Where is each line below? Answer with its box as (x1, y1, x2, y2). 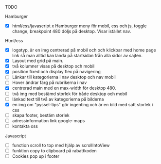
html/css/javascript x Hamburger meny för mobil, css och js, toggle (12, 23, 147, 29)
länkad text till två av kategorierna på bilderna (12, 96, 104, 102)
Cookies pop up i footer (12, 153, 60, 159)
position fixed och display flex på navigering (12, 69, 101, 75)
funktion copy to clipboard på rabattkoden (12, 148, 97, 153)
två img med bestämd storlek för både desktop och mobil (12, 91, 127, 97)
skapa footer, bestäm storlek (12, 112, 70, 118)
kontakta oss (12, 123, 38, 129)
